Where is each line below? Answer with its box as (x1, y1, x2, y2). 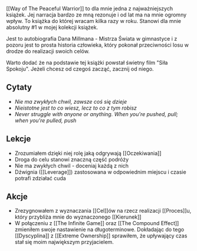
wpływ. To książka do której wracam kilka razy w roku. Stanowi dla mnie (6, 18, 182, 24)
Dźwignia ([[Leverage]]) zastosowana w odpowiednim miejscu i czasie (14, 168, 187, 176)
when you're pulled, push (14, 117, 77, 124)
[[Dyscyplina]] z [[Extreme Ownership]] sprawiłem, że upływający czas (14, 232, 188, 239)
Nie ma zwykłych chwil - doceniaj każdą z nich (14, 162, 129, 169)
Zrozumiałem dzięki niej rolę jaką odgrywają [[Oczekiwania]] (14, 150, 162, 157)
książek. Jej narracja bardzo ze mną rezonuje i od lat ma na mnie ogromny (6, 11, 187, 18)
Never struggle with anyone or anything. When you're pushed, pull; (14, 110, 179, 117)
